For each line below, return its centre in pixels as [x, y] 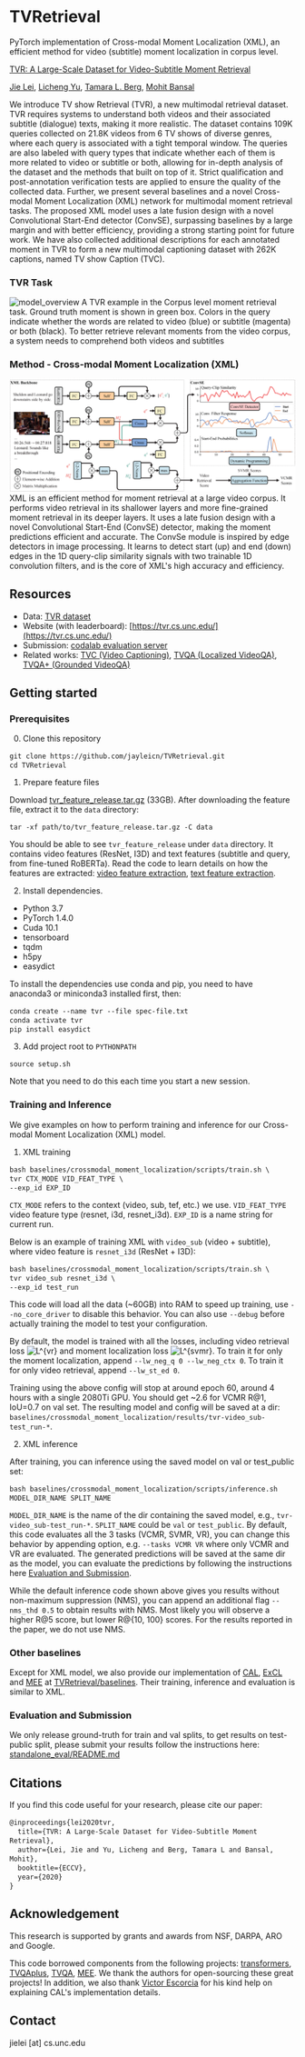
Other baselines [45, 1653]
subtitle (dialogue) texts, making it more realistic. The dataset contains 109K [151, 124]
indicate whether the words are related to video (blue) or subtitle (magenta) [150, 322]
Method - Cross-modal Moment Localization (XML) [124, 364]
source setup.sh [40, 1064]
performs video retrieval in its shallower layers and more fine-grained [139, 507]
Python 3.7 [43, 909]
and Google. [33, 1945]
